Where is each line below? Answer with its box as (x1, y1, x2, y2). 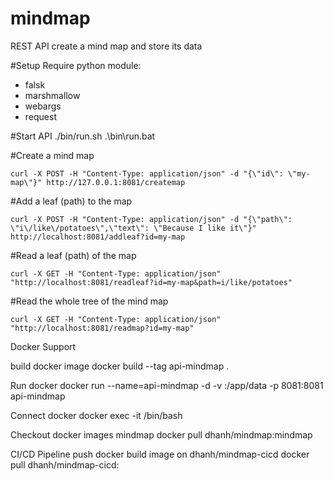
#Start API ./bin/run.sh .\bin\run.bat (10, 130, 156, 142)
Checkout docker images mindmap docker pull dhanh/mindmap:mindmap (10, 428, 313, 441)
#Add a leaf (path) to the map (10, 195, 133, 207)
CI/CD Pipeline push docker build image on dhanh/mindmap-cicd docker (10, 448, 310, 460)
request (24, 110, 57, 122)
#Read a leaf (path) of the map (10, 249, 137, 261)
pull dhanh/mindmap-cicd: (10, 458, 120, 471)
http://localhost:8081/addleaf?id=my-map (10, 232, 186, 242)
